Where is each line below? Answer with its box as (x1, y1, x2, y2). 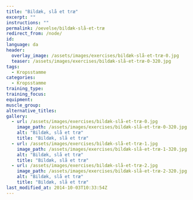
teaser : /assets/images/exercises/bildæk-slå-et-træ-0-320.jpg (11, 58, 171, 64)
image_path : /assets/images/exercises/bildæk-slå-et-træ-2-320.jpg (17, 168, 187, 175)
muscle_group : (6, 102, 42, 108)
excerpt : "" (6, 14, 36, 20)
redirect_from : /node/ (6, 31, 62, 37)
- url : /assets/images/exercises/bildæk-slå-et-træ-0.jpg (11, 119, 159, 125)
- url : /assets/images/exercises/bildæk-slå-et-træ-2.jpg (11, 163, 159, 169)
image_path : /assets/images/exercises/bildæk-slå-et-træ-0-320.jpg (17, 124, 187, 130)
